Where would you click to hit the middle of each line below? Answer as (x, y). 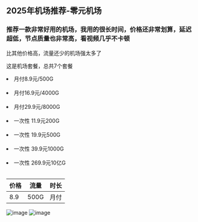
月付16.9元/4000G (37, 93)
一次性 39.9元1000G (39, 149)
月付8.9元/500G (34, 79)
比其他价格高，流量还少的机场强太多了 (54, 53)
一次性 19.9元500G (37, 134)
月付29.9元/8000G (37, 106)
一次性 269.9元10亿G (40, 163)
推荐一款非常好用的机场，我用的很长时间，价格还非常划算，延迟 (99, 30)
